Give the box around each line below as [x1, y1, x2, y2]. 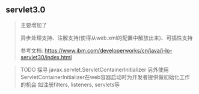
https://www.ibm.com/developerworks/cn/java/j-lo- [44, 47, 173, 54]
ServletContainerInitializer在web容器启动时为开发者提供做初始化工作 [20, 73, 191, 80]
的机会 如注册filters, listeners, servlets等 [20, 81, 120, 88]
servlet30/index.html [20, 53, 72, 60]
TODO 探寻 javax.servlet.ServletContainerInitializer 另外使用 [20, 66, 169, 73]
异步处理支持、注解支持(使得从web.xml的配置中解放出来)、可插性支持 [20, 34, 193, 41]
